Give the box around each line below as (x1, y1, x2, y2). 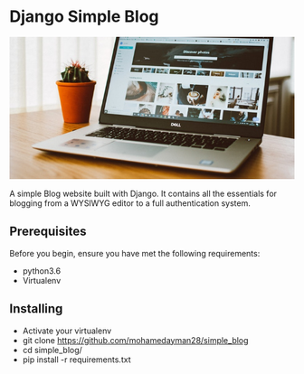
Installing (9, 301, 63, 317)
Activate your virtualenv (22, 325, 112, 336)
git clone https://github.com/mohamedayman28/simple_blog (22, 334, 249, 345)
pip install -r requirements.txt (22, 354, 131, 365)
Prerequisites (9, 224, 87, 239)
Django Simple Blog (9, 6, 159, 27)
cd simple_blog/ (22, 344, 83, 355)
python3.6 (22, 265, 62, 276)
